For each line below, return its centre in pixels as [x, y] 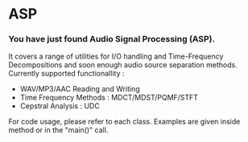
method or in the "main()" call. [58, 130]
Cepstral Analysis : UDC [60, 106]
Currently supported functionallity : [66, 74]
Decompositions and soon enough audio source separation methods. [123, 65]
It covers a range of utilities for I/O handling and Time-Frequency [116, 56]
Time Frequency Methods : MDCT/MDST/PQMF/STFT [109, 98]
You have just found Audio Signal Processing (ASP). [112, 39]
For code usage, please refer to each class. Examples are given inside [124, 122]
